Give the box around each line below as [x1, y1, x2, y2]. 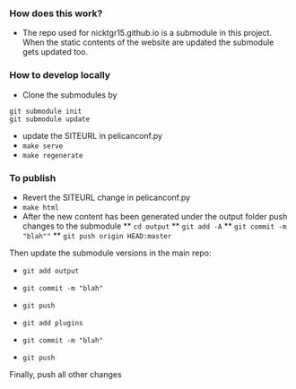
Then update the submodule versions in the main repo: [9, 247, 212, 258]
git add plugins [22, 318, 83, 327]
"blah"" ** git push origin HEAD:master [22, 229, 172, 240]
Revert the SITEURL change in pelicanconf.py [22, 192, 191, 203]
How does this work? [9, 7, 103, 20]
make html [22, 203, 60, 212]
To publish [9, 171, 57, 184]
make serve [22, 142, 64, 151]
